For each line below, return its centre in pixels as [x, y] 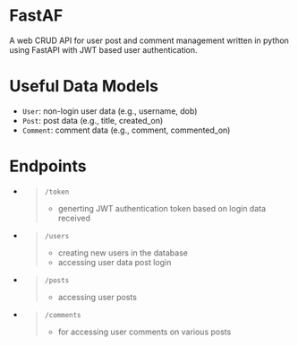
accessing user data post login [115, 262]
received [74, 218]
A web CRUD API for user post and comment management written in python [149, 40]
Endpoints [48, 166]
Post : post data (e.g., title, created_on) [93, 120]
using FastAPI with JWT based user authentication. [104, 49]
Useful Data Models [84, 86]
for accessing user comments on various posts [145, 332]
